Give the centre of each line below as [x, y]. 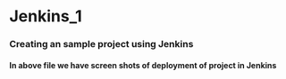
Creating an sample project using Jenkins [101, 44]
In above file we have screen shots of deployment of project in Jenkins [143, 65]
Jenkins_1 [46, 16]
